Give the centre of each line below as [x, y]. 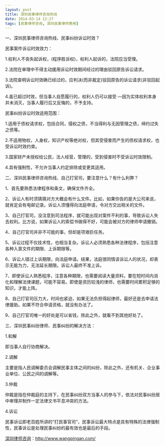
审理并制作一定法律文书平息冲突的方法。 [50, 401]
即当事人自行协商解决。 [29, 347]
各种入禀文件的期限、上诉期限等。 [40, 249]
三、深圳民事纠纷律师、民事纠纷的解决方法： [50, 326]
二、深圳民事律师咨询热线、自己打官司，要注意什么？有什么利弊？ [72, 178]
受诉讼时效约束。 [22, 146]
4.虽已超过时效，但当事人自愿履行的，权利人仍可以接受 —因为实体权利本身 [81, 97]
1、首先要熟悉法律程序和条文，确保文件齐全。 [51, 188]
